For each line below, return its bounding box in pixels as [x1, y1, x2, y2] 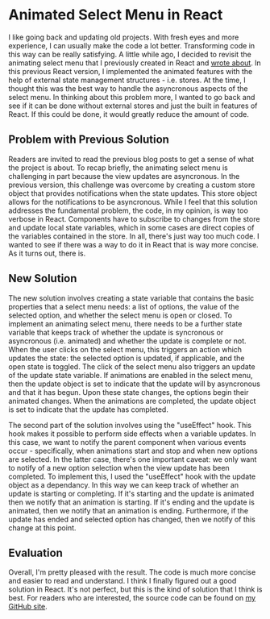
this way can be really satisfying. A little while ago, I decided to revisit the [8, 49, 251, 59]
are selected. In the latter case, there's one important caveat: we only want [8, 454, 257, 464]
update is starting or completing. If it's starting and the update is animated [8, 488, 255, 498]
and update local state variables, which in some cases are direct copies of [8, 222, 255, 232]
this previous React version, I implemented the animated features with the [8, 66, 253, 76]
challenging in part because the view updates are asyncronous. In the [8, 171, 240, 181]
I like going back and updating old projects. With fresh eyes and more [8, 32, 239, 42]
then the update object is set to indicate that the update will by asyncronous [8, 379, 260, 388]
